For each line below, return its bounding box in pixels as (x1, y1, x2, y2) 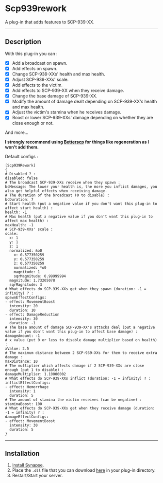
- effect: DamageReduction (5, 312, 60, 317)
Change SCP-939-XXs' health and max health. (12, 71, 105, 77)
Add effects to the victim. (12, 82, 63, 88)
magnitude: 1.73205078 (9, 278, 55, 283)
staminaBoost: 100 (5, 402, 42, 407)
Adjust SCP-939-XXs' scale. (12, 76, 69, 82)
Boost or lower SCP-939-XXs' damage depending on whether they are (12, 115, 153, 121)
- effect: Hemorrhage (5, 385, 49, 390)
